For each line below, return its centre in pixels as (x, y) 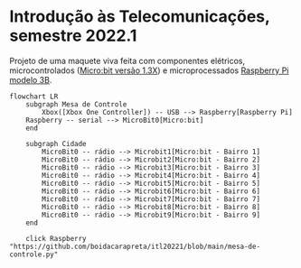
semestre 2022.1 (73, 36)
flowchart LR (34, 97)
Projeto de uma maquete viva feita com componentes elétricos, (127, 60)
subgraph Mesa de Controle (76, 104)
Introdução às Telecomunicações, (140, 17)
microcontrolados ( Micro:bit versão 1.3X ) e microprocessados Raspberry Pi (149, 70)
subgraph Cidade (56, 143)
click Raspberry (56, 238)
